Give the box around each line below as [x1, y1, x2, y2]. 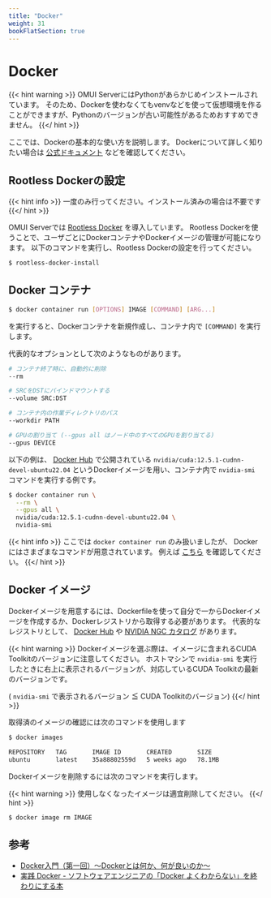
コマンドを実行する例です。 [8, 475, 101, 484]
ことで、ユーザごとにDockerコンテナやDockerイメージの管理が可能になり [15, 233, 262, 243]
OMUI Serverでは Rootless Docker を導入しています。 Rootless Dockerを [8, 222, 252, 232]
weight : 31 [8, 19, 45, 28]
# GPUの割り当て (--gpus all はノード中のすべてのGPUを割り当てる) [8, 431, 215, 439]
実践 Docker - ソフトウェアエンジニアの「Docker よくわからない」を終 [19, 871, 258, 881]
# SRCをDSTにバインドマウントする [8, 387, 110, 395]
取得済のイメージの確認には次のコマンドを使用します [8, 717, 187, 727]
